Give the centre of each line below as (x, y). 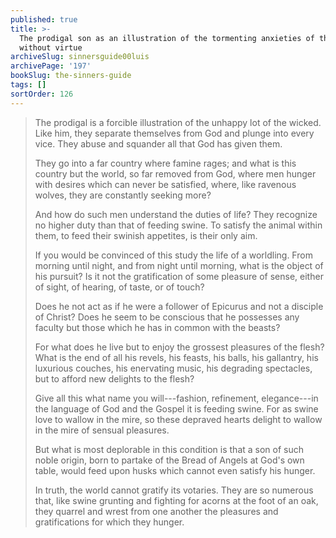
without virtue (51, 47)
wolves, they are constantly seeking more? (123, 195)
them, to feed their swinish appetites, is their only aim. (146, 235)
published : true (44, 19)
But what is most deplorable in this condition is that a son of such (169, 449)
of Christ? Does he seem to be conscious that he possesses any (167, 317)
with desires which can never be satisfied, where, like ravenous (165, 184)
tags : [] (28, 85)
